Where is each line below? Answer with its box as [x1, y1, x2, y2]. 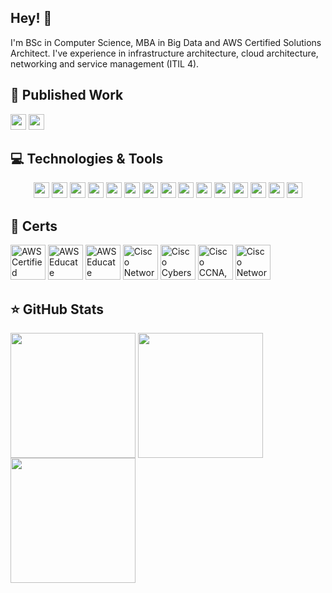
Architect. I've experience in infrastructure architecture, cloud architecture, [10, 47, 319, 59]
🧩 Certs [10, 217, 58, 235]
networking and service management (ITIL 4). [10, 57, 200, 70]
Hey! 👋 [10, 10, 53, 27]
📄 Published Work [10, 87, 124, 104]
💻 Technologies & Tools [10, 151, 164, 168]
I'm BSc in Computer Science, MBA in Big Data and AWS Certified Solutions [10, 36, 322, 48]
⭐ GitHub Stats [10, 301, 104, 318]
